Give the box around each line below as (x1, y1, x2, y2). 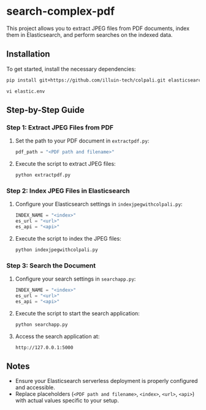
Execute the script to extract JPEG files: (15, 160, 116, 168)
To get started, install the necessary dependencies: (6, 65, 136, 72)
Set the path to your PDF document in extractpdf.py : (15, 137, 150, 145)
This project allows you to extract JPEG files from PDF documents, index (6, 25, 190, 32)
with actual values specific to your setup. (15, 397, 120, 404)
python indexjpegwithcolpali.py (15, 247, 98, 253)
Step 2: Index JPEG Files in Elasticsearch (6, 186, 130, 195)
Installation (6, 49, 50, 60)
